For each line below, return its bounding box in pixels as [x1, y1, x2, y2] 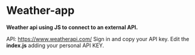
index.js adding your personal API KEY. [6, 42, 104, 49]
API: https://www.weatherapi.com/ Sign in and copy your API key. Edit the [6, 35, 190, 42]
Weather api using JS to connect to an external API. [6, 24, 138, 31]
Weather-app [6, 4, 75, 18]
